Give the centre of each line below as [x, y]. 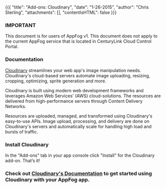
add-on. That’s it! [23, 160]
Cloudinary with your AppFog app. [48, 180]
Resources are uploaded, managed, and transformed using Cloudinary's [79, 116]
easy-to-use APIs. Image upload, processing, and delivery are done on [77, 121]
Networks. [16, 106]
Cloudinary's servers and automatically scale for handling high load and [79, 126]
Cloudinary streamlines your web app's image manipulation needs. [73, 70]
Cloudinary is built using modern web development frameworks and [74, 90]
